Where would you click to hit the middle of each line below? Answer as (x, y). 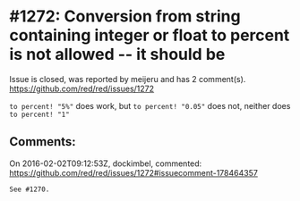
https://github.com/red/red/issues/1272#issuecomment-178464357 (133, 172)
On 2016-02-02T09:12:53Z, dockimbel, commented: (106, 163)
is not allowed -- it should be (117, 54)
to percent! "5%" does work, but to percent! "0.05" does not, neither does (150, 105)
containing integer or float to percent (150, 35)
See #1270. (30, 189)
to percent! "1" (39, 114)
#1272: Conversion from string (125, 17)
